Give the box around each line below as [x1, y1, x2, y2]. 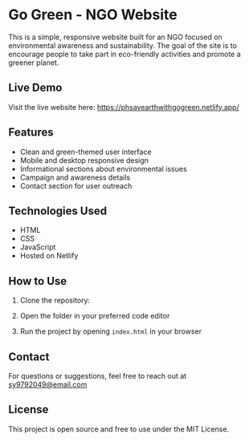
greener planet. [8, 58, 59, 67]
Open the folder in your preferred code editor [19, 311, 170, 321]
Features [8, 126, 54, 140]
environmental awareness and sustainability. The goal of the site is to [8, 40, 237, 50]
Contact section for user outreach [19, 180, 133, 190]
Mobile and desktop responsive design [19, 155, 149, 165]
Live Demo [8, 81, 63, 95]
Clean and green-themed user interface [19, 147, 152, 156]
